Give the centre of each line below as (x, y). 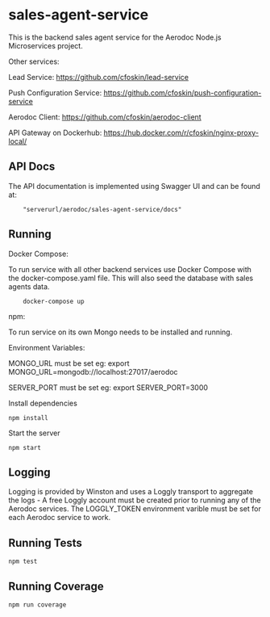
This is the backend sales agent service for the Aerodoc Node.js (115, 37)
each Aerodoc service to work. (60, 518)
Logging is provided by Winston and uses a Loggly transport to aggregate (131, 492)
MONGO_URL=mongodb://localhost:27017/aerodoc (93, 371)
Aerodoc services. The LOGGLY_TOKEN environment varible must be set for (135, 509)
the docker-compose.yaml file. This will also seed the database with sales (131, 278)
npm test (23, 562)
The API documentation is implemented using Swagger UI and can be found (134, 186)
